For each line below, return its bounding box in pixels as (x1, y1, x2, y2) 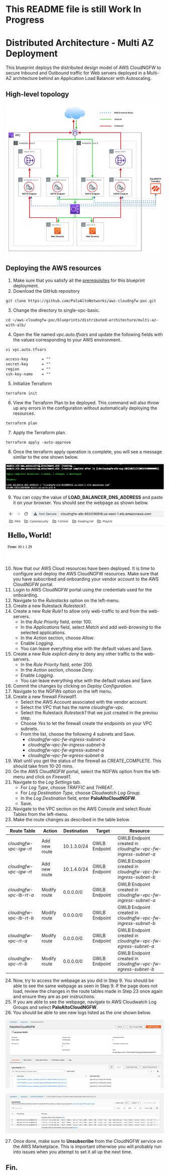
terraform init (6, 391, 38, 396)
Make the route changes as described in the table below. (13, 816, 130, 823)
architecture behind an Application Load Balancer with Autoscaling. (13, 75, 152, 81)
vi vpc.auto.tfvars (6, 347, 47, 352)
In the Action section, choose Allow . (20, 635, 95, 641)
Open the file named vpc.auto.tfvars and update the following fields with (13, 331, 163, 338)
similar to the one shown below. (13, 454, 79, 460)
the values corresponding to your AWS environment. (13, 337, 122, 343)
